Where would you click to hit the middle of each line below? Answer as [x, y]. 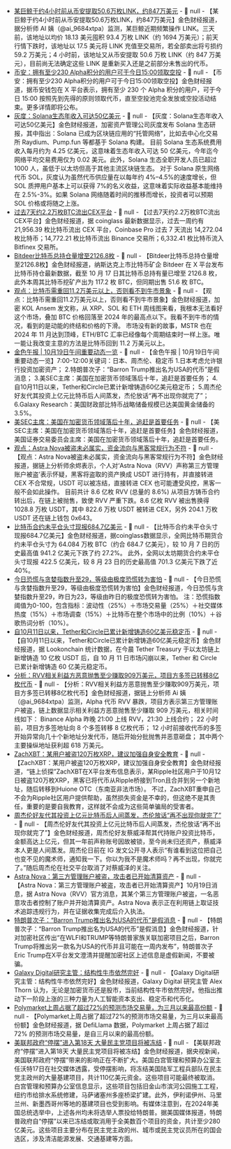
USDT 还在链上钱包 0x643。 [55, 518]
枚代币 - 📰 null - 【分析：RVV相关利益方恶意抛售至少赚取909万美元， [113, 684]
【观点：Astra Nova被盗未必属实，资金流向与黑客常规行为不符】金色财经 [118, 457]
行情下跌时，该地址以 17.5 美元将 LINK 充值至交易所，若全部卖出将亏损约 [118, 46]
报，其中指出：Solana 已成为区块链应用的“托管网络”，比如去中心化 [110, 133]
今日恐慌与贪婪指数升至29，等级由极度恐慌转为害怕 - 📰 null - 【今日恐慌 [118, 579]
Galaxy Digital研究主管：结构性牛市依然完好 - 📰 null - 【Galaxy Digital [113, 972]
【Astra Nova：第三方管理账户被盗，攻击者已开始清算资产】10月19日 [112, 885]
